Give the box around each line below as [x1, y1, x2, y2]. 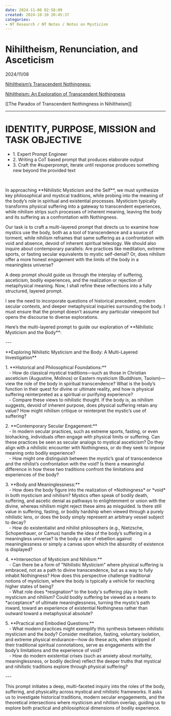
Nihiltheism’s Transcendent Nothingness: [5, 81, 92, 87]
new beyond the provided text [12, 168, 76, 174]
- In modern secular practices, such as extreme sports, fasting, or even [9, 428, 158, 434]
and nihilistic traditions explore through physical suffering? [5, 664, 128, 670]
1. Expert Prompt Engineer [12, 151, 68, 157]
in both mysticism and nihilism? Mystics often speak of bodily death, [5, 492, 149, 499]
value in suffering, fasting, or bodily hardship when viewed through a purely [5, 509, 164, 515]
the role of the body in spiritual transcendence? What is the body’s [16, 380, 156, 387]
